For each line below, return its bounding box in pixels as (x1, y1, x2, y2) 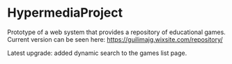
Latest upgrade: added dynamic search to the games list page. (7, 49, 187, 57)
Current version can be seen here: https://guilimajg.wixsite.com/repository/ (7, 35, 223, 43)
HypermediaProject (7, 5, 123, 21)
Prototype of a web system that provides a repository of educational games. (7, 28, 226, 36)
